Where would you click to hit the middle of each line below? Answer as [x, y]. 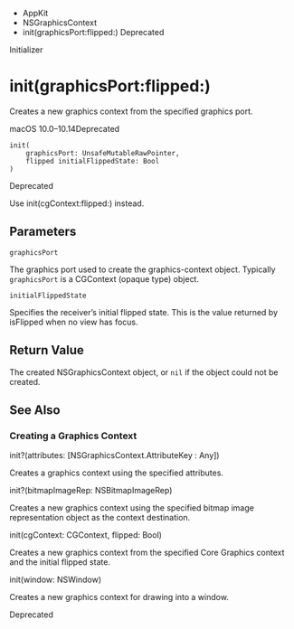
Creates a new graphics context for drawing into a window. [119, 597]
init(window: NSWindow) [56, 580]
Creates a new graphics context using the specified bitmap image [132, 508]
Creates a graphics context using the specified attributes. [117, 473]
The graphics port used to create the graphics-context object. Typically [142, 269]
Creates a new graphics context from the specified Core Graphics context [147, 553]
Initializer [26, 50]
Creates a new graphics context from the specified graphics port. [131, 111]
